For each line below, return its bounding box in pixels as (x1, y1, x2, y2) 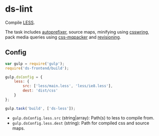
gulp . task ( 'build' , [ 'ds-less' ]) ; (5, 106, 76, 111)
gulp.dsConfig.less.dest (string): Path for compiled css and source (12, 120, 150, 126)
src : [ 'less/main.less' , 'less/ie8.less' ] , (23, 84, 113, 89)
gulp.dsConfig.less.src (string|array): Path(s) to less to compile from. (12, 115, 155, 120)
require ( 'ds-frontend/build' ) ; (5, 66, 69, 71)
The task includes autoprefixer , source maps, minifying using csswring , (5, 29, 150, 35)
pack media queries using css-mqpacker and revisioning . (5, 34, 121, 40)
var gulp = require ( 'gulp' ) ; (5, 61, 65, 66)
